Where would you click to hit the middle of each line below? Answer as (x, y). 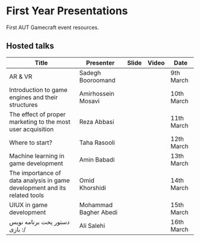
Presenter (100, 62)
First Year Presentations (67, 11)
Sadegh (90, 72)
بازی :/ (17, 229)
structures (24, 104)
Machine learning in (37, 156)
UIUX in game (29, 205)
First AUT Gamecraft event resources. (53, 27)
